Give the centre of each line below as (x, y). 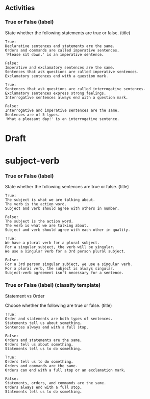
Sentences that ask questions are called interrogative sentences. (75, 89)
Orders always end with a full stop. (44, 387)
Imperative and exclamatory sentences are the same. (60, 67)
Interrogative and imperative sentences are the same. (62, 110)
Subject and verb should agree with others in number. (62, 209)
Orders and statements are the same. (44, 340)
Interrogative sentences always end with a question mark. (67, 98)
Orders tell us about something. (39, 344)
